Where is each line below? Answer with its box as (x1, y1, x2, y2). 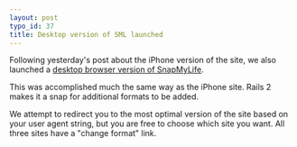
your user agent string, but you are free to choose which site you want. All (9, 118, 285, 129)
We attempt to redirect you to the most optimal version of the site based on (9, 109, 289, 120)
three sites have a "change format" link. (9, 128, 157, 139)
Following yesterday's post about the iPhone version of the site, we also (9, 55, 277, 66)
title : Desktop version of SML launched (9, 30, 164, 39)
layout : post (9, 13, 59, 23)
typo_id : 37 (9, 22, 54, 31)
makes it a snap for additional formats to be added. (9, 91, 200, 102)
